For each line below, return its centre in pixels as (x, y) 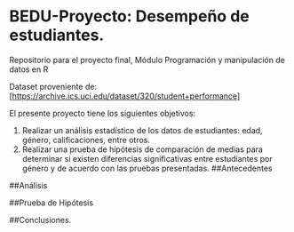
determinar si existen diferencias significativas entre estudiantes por (147, 158)
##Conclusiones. (40, 220)
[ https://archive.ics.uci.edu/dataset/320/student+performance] (125, 96)
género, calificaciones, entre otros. (86, 140)
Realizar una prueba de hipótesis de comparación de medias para (143, 149)
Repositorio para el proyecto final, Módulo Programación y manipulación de (147, 60)
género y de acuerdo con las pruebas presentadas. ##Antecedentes (147, 168)
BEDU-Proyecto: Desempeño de (130, 16)
